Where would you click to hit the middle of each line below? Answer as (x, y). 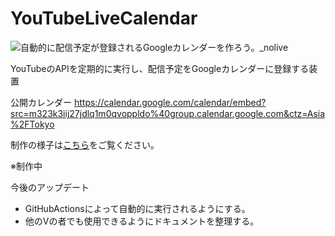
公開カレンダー (41, 102)
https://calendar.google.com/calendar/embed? (170, 102)
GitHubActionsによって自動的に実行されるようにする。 (137, 208)
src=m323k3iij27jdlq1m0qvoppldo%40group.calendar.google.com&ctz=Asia (168, 113)
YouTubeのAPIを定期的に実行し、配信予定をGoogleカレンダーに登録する (160, 68)
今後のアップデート (50, 187)
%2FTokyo (32, 124)
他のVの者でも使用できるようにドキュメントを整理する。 (142, 221)
